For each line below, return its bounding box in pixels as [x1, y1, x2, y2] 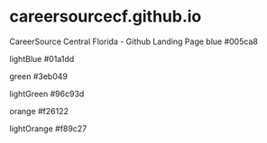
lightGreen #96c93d [9, 88, 85, 99]
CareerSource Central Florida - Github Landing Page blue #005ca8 [9, 36, 259, 47]
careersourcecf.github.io [9, 6, 202, 27]
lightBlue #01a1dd [9, 53, 75, 64]
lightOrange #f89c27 [9, 123, 87, 134]
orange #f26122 [9, 105, 69, 116]
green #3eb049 [9, 70, 68, 82]
